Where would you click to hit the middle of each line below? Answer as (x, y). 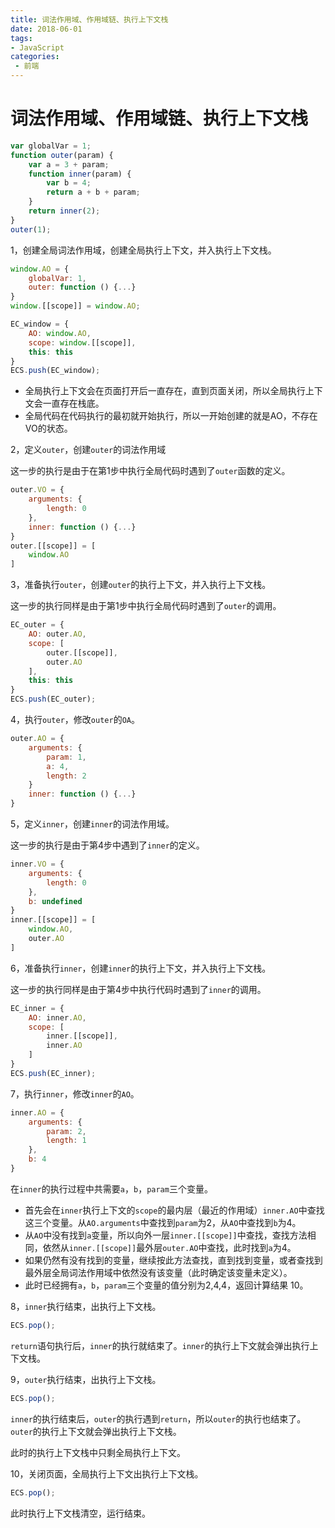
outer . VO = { (37, 490)
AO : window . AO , (60, 333)
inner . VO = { (37, 864)
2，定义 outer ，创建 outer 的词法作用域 (88, 450)
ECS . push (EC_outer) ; (53, 699)
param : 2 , (66, 1131)
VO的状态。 (48, 428)
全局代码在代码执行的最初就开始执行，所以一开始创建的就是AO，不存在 (171, 416)
